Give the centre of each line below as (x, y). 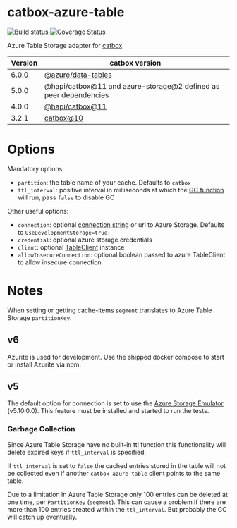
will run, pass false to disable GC (66, 197)
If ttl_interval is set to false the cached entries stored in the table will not (117, 465)
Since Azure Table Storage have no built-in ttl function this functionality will (117, 444)
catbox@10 (64, 118)
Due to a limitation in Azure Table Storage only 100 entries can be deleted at (117, 494)
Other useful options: (38, 211)
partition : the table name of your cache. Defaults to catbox (104, 182)
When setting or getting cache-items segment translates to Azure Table (110, 310)
